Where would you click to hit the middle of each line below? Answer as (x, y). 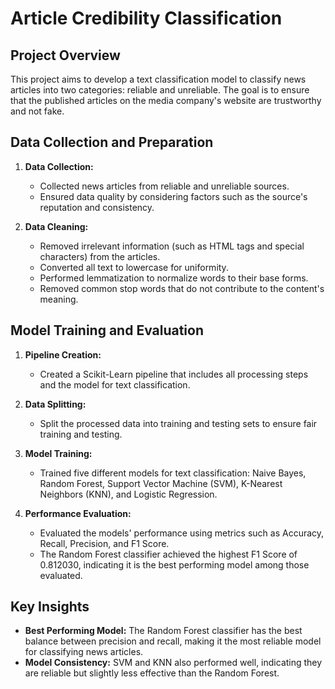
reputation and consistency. (97, 207)
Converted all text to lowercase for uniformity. (134, 267)
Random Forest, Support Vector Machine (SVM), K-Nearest (161, 483)
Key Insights (50, 607)
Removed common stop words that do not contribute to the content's (182, 288)
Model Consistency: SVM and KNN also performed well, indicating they (173, 663)
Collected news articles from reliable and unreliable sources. (164, 186)
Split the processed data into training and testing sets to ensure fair (178, 423)
